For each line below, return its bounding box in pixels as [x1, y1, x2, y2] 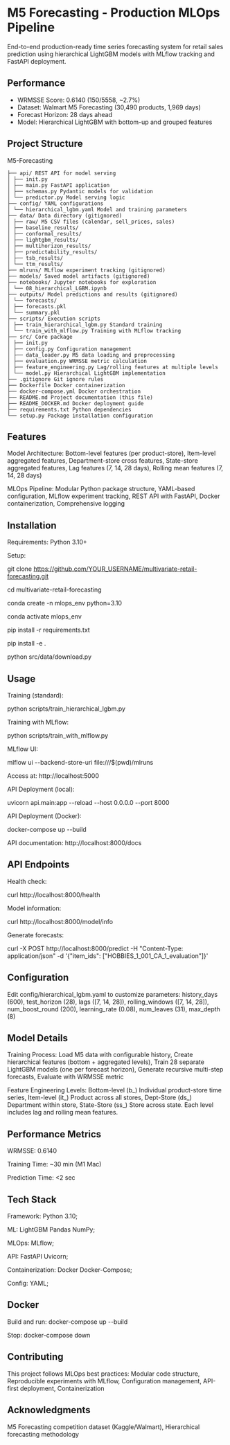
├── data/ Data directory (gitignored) [7, 212, 123, 219]
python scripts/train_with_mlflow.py [7, 732, 109, 739]
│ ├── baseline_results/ [7, 224, 79, 231]
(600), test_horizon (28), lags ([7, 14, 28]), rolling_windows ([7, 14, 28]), [7, 998, 209, 1006]
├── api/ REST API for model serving [7, 170, 116, 177]
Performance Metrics [7, 1128, 102, 1140]
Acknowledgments [7, 1404, 91, 1416]
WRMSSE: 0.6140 [7, 1146, 57, 1155]
